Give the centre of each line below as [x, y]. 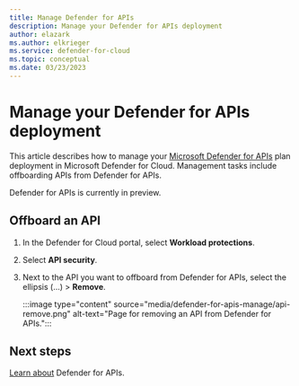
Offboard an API [55, 221]
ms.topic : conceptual [50, 59]
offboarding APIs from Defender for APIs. [86, 175]
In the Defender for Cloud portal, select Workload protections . [138, 242]
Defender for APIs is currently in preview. [85, 192]
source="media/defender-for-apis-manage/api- [202, 304]
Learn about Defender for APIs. [67, 373]
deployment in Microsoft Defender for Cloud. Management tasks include [143, 165]
